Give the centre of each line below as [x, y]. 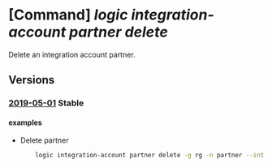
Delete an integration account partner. [72, 54]
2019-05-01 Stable [46, 103]
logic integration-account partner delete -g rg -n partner [139, 156]
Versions [32, 80]
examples [25, 122]
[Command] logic [68, 15]
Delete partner [44, 140]
